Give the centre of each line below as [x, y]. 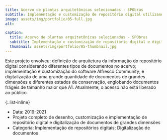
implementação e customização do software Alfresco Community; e [75, 71]
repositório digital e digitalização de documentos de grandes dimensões [86, 122]
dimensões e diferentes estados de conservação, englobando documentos [82, 82]
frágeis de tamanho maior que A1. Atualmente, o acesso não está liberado [81, 87]
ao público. [17, 92]
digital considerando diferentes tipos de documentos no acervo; [71, 66]
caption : [14, 33]
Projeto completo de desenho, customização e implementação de [80, 117]
